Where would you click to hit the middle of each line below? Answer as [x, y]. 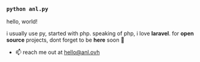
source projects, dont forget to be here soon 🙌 [65, 40]
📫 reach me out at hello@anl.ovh [57, 52]
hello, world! [22, 21]
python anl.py [27, 9]
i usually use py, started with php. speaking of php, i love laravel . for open [100, 34]
